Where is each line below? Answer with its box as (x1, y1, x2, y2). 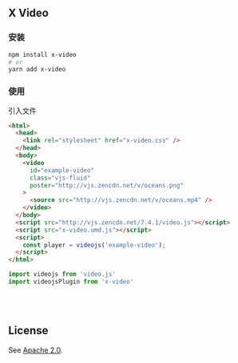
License (8, 324, 49, 337)
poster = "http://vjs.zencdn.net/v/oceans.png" (29, 181, 184, 189)
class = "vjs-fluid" (29, 174, 91, 182)
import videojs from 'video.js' (8, 270, 116, 279)
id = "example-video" (29, 166, 94, 175)
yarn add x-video (8, 66, 66, 74)
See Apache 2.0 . (8, 345, 63, 355)
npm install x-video (8, 50, 77, 58)
